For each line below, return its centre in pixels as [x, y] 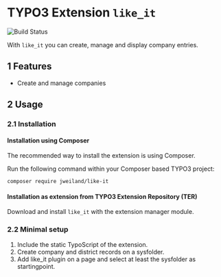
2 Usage [25, 105]
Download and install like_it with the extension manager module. [101, 212]
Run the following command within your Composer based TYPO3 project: [111, 169]
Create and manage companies [61, 83]
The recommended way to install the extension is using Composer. [101, 156]
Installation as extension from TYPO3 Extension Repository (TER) [102, 196]
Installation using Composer [48, 140]
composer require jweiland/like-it [58, 182]
